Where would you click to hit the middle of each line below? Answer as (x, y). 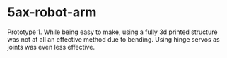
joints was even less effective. (51, 47)
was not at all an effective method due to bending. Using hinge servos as (114, 39)
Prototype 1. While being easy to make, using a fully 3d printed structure (112, 32)
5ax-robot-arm (52, 12)
